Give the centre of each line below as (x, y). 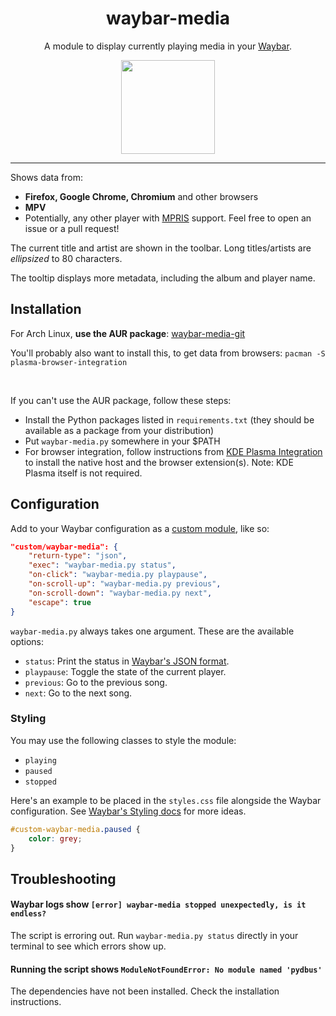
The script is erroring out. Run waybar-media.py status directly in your (154, 936)
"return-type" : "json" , (78, 556)
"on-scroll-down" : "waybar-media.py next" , (120, 593)
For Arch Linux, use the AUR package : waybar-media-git (128, 333)
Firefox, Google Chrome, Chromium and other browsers (141, 196)
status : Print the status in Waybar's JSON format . (127, 661)
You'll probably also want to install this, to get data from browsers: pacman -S (168, 353)
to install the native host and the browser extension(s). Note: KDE (159, 462)
